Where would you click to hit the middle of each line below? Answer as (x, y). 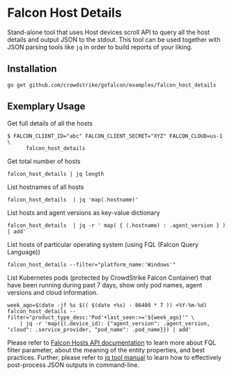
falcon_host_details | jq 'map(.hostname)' (73, 200)
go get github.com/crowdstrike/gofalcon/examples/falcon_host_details (112, 85)
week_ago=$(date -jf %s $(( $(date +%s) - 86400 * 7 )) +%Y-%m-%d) (107, 305)
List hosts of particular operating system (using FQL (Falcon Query (103, 244)
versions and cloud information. (53, 292)
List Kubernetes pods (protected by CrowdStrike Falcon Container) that (109, 278)
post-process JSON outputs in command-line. (73, 365)
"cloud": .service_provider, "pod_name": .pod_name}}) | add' (99, 329)
